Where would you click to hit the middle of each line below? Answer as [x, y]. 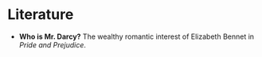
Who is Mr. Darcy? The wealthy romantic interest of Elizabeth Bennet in [137, 36]
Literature [41, 15]
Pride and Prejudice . [53, 44]
